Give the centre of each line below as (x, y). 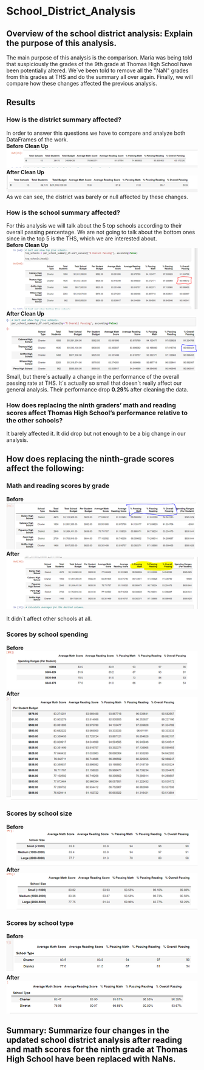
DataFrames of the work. (37, 139)
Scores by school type (40, 923)
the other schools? (35, 420)
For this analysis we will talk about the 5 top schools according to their (94, 226)
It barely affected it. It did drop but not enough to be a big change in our (96, 433)
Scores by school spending (47, 634)
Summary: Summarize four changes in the (88, 1031)
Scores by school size (39, 813)
